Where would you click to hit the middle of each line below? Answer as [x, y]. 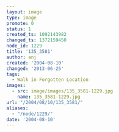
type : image [21, 18]
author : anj [21, 57]
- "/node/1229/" [32, 114]
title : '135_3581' [30, 52]
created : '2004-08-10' [35, 63]
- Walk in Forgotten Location [50, 80]
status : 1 [19, 29]
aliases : [17, 108]
